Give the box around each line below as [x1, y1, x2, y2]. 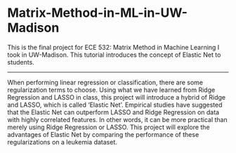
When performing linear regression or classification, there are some [7, 78, 204, 86]
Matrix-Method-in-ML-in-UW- [7, 5, 188, 21]
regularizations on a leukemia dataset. [7, 138, 117, 146]
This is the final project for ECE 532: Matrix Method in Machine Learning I [7, 43, 220, 51]
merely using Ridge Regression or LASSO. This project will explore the [7, 123, 210, 131]
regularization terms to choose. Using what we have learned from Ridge [7, 86, 216, 94]
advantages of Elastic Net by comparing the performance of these [7, 130, 199, 138]
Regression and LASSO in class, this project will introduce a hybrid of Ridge [7, 93, 226, 101]
